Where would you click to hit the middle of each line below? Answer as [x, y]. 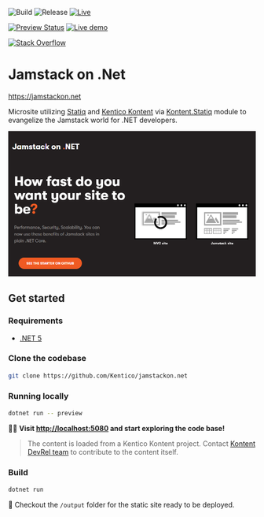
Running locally [38, 396]
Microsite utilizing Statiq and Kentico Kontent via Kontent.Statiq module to [127, 111]
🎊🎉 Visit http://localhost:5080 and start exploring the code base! [117, 428]
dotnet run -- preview [45, 413]
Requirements [36, 321]
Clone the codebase [47, 359]
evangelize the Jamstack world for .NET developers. [93, 120]
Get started [37, 298]
